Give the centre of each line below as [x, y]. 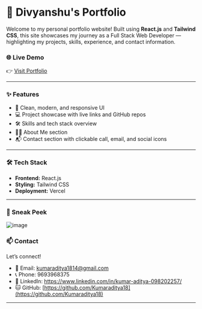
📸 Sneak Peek [26, 212]
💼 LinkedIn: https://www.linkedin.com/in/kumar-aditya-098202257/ [98, 281]
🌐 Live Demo [25, 57]
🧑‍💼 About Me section [41, 132]
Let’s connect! [24, 257]
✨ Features [23, 95]
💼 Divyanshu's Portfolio [66, 12]
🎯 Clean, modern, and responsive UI [60, 107]
